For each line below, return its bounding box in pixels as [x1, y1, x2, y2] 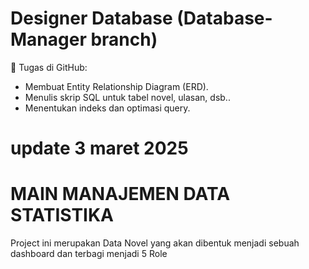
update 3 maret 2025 [10, 137, 189, 160]
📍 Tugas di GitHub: [10, 61, 88, 73]
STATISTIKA [10, 204, 115, 227]
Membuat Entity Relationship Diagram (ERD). [24, 80, 209, 92]
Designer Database [10, 7, 173, 30]
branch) [90, 28, 158, 51]
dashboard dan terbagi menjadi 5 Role [10, 248, 168, 260]
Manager [10, 28, 87, 51]
